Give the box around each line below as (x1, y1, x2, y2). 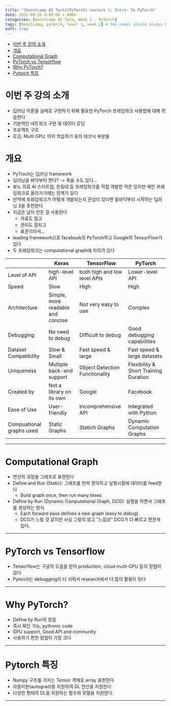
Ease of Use (8, 406, 37, 413)
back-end (48, 367, 73, 374)
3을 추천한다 (18, 203, 43, 209)
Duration (128, 373, 149, 381)
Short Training (128, 367, 162, 374)
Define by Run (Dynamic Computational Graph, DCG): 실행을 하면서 (12, 498, 152, 504)
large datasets (128, 352, 162, 360)
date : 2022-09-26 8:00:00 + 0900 (5, 12, 76, 17)
